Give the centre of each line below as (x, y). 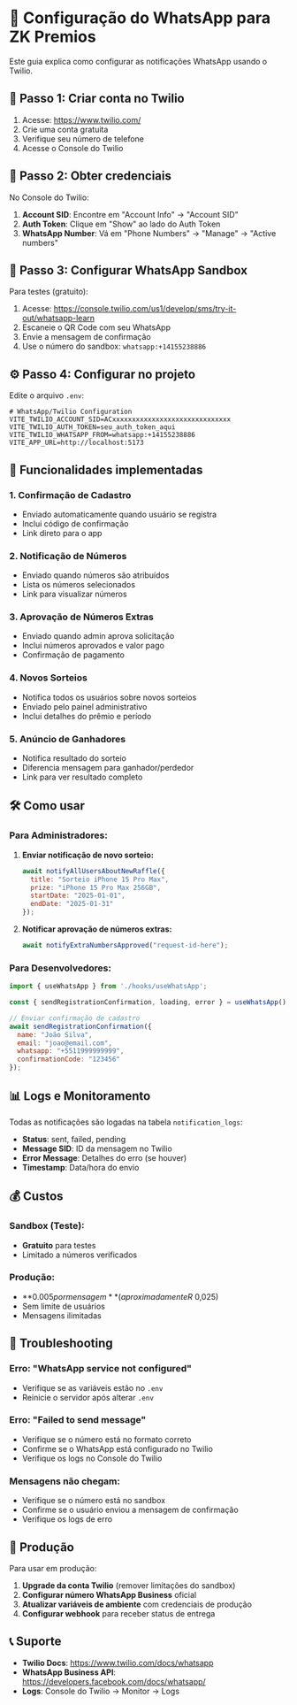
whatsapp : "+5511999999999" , (71, 1051)
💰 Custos (36, 1197)
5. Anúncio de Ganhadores (68, 739)
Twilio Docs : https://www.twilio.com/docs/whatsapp (118, 1663)
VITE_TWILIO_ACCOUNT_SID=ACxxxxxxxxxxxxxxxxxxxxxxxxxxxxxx (120, 419)
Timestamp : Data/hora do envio (80, 1167)
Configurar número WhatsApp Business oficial (109, 1594)
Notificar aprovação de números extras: (97, 929)
